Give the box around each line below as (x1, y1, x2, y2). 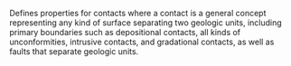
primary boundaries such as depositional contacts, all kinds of (9, 27, 241, 37)
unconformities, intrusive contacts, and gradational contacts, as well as (9, 36, 275, 47)
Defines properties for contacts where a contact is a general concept (9, 8, 267, 18)
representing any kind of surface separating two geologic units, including (9, 17, 282, 28)
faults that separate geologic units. (9, 46, 139, 57)
